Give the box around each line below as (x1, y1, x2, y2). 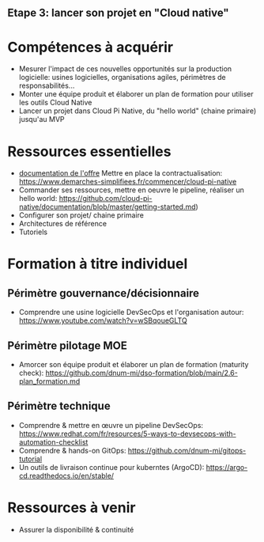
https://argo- (206, 462, 248, 472)
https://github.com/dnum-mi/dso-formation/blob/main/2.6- (45, 368, 238, 378)
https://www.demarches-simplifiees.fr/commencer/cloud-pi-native (18, 177, 237, 187)
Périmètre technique (7, 400, 111, 413)
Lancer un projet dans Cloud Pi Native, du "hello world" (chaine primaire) (18, 106, 257, 116)
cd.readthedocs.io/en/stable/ (18, 471, 115, 480)
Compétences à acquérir (7, 38, 174, 56)
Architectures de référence (18, 219, 107, 229)
